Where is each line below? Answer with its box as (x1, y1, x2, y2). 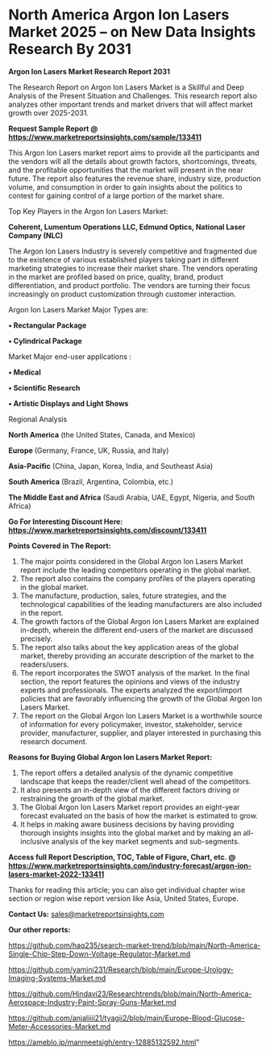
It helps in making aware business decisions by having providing (19, 819, 235, 829)
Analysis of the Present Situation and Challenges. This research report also (8, 90, 258, 100)
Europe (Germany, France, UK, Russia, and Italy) (8, 446, 169, 455)
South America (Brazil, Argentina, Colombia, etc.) (8, 476, 174, 486)
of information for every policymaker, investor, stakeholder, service (19, 719, 243, 729)
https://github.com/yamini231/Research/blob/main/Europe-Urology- (8, 965, 234, 974)
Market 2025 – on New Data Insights (8, 23, 256, 41)
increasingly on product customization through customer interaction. (8, 289, 236, 299)
